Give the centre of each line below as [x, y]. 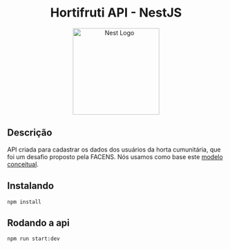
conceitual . [23, 164]
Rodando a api [39, 223]
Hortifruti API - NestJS [116, 13]
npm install [24, 202]
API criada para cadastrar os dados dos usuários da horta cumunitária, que [114, 149]
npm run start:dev [33, 239]
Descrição [30, 133]
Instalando [30, 186]
